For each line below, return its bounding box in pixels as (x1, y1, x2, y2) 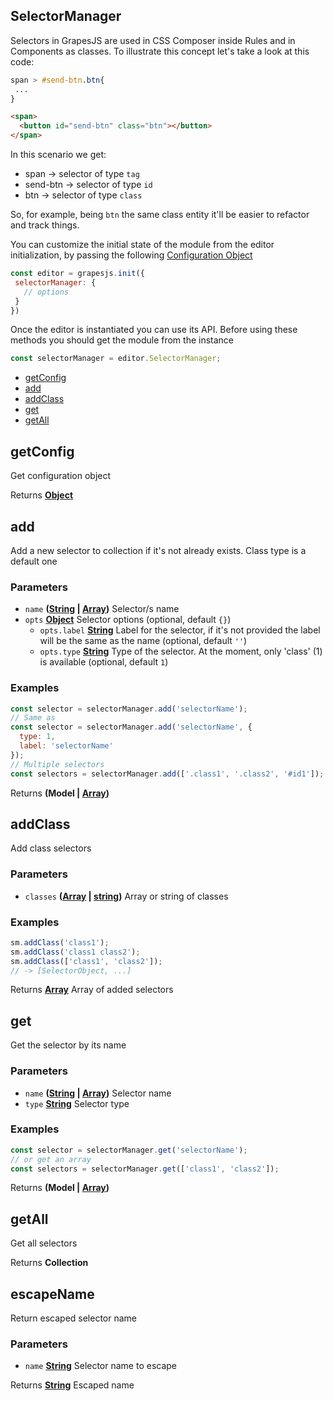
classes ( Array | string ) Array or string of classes (24, 890, 229, 902)
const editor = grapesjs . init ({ (10, 269, 145, 279)
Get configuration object (10, 470, 112, 482)
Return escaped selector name (10, 1312, 138, 1324)
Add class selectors (10, 842, 92, 854)
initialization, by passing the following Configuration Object (10, 249, 253, 261)
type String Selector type (24, 1097, 130, 1109)
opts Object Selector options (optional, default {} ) (24, 614, 232, 626)
